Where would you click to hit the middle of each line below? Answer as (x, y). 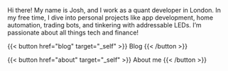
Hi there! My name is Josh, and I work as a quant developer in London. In (114, 10)
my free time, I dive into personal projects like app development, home (110, 18)
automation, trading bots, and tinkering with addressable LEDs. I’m (104, 25)
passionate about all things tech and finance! (73, 32)
